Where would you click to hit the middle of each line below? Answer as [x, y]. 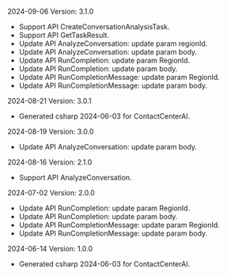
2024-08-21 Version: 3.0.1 [49, 101]
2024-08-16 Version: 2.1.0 [50, 162]
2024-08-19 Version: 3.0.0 [51, 131]
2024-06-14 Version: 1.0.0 [50, 249]
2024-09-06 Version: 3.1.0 [51, 11]
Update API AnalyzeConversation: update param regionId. [113, 43]
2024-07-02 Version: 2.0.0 [51, 193]
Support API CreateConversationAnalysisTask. [94, 26]
